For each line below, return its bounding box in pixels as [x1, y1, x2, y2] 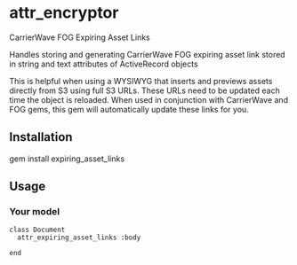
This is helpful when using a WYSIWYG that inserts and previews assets [9, 75, 273, 86]
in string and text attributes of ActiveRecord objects [9, 58, 198, 69]
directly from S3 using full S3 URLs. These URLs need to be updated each [9, 85, 280, 96]
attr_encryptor [9, 3, 119, 23]
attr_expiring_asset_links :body [17, 233, 141, 242]
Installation [9, 129, 73, 144]
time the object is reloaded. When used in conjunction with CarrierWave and [9, 94, 289, 105]
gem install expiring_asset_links [9, 153, 125, 164]
